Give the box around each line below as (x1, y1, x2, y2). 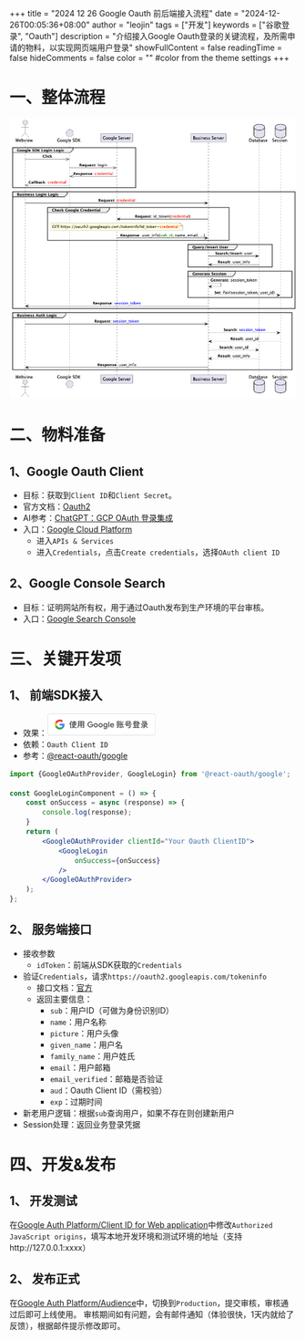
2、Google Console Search (9, 576, 166, 591)
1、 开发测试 (9, 1193, 78, 1209)
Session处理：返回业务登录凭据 (22, 1118, 141, 1129)
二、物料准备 (9, 425, 107, 445)
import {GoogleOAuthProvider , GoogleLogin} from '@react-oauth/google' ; (9, 769, 291, 778)
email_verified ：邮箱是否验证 (49, 1073, 164, 1084)
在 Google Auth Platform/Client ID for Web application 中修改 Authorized (9, 1219, 273, 1230)
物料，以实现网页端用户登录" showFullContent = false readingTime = (25, 42, 283, 53)
